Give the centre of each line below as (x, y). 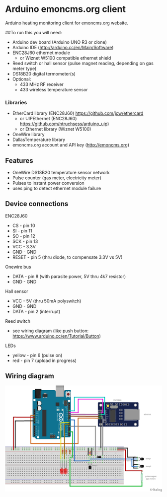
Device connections (37, 204)
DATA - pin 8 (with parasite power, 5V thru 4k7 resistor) (69, 276)
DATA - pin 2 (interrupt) (36, 311)
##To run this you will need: (34, 32)
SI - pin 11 (22, 231)
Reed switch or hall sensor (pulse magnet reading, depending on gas (83, 63)
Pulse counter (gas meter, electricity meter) (57, 178)
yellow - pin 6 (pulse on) (37, 355)
